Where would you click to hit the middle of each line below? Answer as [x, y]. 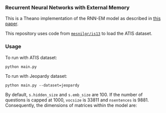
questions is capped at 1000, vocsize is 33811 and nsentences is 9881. [77, 100]
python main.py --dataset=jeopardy [42, 85]
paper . [12, 24]
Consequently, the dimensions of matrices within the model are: [71, 105]
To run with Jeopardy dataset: [36, 76]
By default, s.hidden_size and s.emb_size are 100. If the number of [74, 94]
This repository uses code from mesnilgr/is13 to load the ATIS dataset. [79, 34]
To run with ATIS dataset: [31, 57]
